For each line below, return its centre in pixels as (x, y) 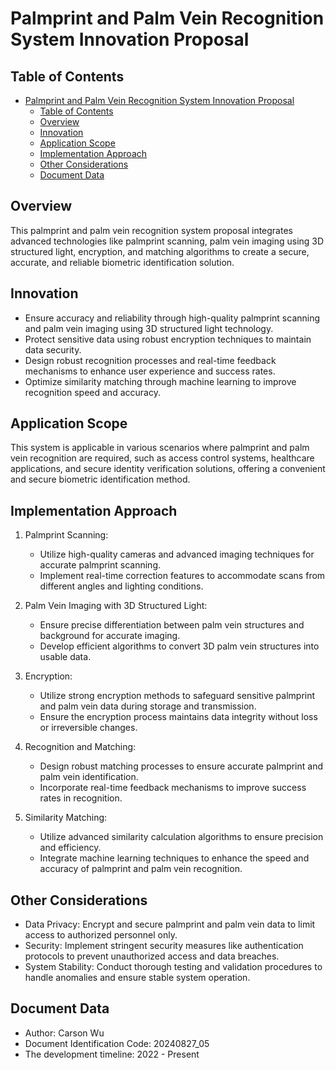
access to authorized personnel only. (101, 935)
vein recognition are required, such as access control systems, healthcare (162, 458)
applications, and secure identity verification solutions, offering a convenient (168, 469)
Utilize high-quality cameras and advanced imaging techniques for (177, 554)
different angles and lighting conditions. (121, 586)
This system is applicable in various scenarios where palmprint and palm (160, 448)
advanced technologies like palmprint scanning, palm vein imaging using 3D (167, 241)
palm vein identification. (89, 777)
